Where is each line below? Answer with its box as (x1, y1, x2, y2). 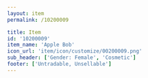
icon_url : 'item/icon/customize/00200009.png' (7, 48, 143, 55)
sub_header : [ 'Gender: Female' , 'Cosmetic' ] (7, 54, 136, 62)
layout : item (7, 10, 45, 17)
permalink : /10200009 (7, 16, 69, 23)
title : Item (7, 29, 41, 36)
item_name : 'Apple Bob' (7, 42, 75, 49)
